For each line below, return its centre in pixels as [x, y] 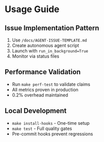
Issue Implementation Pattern [52, 28]
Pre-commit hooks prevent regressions [53, 134]
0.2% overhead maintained [40, 95]
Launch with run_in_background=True [50, 51]
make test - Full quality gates [42, 128]
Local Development [36, 111]
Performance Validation [43, 72]
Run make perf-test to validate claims [51, 84]
